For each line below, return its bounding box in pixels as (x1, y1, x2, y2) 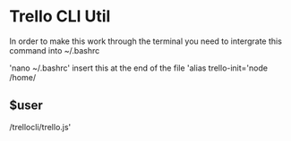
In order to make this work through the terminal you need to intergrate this (9, 36, 282, 46)
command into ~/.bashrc (9, 45, 100, 55)
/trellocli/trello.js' (9, 121, 72, 132)
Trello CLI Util (9, 6, 111, 27)
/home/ (9, 71, 37, 82)
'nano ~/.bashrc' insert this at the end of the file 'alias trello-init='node (9, 62, 269, 73)
